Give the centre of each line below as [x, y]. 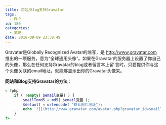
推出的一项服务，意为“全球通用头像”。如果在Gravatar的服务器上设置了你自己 [83, 58]
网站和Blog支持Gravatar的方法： [39, 81]
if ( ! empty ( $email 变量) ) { [44, 95]
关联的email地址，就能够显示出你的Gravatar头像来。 [71, 70]
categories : [17, 28]
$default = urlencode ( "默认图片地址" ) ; [63, 105]
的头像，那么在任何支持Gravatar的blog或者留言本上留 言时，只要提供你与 [80, 64]
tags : [11, 14]
